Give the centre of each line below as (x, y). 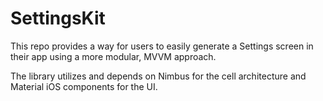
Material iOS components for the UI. (84, 86)
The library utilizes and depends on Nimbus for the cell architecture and (158, 76)
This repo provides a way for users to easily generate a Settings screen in (162, 46)
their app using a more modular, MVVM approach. (113, 56)
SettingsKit (58, 18)
